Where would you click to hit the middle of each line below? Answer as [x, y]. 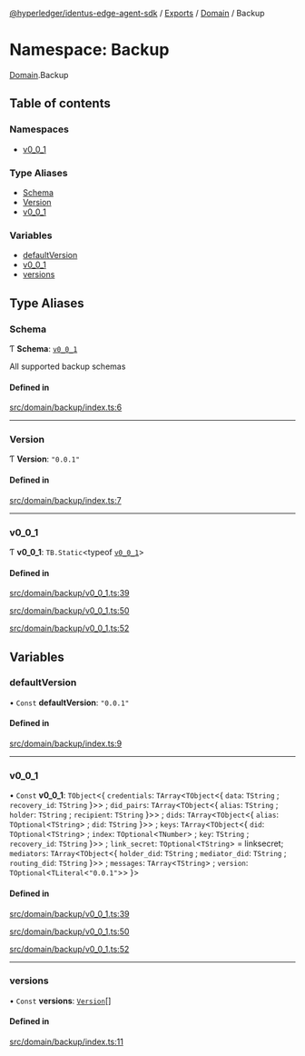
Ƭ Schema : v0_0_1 [44, 348]
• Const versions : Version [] [60, 1001]
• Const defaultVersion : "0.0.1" [69, 702]
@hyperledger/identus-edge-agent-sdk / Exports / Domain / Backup [137, 13]
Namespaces [39, 129]
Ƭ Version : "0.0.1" [44, 459]
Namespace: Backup [89, 50]
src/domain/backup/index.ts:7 [65, 500]
